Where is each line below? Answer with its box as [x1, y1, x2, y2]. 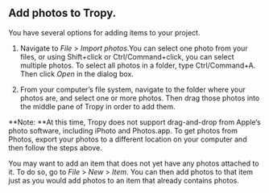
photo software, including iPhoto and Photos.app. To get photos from [8, 125, 238, 135]
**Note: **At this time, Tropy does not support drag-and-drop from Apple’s [8, 117, 261, 127]
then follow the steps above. [8, 142, 102, 152]
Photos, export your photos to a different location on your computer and [8, 134, 247, 144]
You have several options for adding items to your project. [8, 27, 201, 37]
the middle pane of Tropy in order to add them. [19, 101, 176, 111]
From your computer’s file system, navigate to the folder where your [19, 84, 246, 94]
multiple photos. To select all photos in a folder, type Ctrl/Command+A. [19, 60, 256, 70]
